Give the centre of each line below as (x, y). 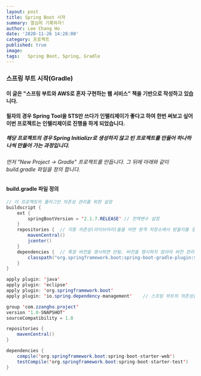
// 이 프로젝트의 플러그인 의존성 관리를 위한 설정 (59, 202)
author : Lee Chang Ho (33, 28)
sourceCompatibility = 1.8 (40, 318)
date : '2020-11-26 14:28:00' (42, 34)
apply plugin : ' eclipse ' (37, 285)
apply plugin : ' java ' (33, 279)
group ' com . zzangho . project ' (42, 307)
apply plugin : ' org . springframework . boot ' (60, 291)
